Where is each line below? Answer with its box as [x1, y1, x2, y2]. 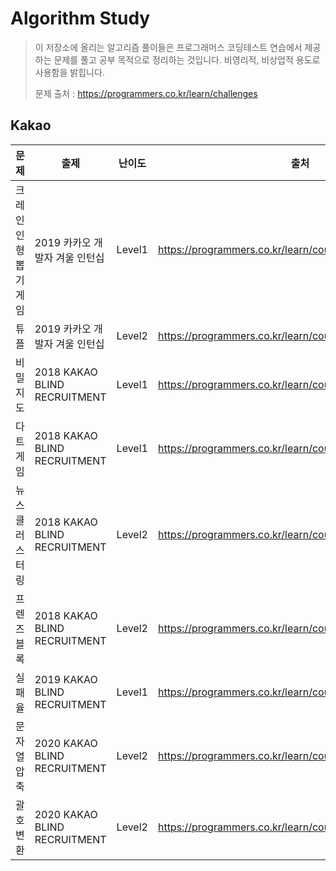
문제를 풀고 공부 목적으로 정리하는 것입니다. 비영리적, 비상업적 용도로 [53, 53, 321, 66]
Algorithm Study [10, 7, 151, 30]
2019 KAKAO [34, 672, 98, 686]
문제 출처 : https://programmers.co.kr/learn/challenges [34, 87, 258, 99]
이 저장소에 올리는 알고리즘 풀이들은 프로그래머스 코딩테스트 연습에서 [34, 41, 303, 53]
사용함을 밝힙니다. [34, 66, 105, 78]
